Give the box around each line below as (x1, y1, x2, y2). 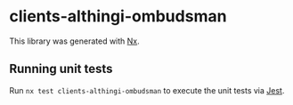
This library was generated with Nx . (9, 36, 140, 46)
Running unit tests (9, 61, 113, 77)
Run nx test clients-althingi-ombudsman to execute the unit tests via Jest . (9, 85, 285, 95)
